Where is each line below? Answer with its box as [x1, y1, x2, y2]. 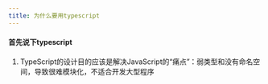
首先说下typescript [8, 38, 72, 47]
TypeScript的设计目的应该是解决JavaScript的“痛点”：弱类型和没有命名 [19, 57, 254, 66]
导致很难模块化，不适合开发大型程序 [34, 66, 155, 76]
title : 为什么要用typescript [8, 11, 101, 20]
